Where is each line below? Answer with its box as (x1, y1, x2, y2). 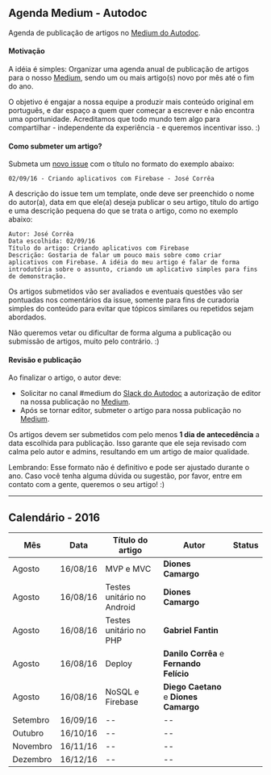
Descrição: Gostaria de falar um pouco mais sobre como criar (8, 252, 222, 260)
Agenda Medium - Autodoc (8, 6, 148, 20)
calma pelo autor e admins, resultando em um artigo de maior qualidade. (8, 447, 250, 456)
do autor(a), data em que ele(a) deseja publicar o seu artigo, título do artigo (8, 198, 260, 207)
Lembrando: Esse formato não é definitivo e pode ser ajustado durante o (8, 463, 250, 473)
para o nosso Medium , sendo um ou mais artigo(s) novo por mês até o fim (8, 73, 255, 83)
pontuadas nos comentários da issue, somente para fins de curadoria (8, 295, 240, 305)
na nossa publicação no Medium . (19, 397, 131, 406)
